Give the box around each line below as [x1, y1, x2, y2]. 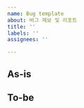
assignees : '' [7, 36, 49, 43]
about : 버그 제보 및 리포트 [7, 17, 78, 24]
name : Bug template [7, 10, 64, 17]
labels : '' [7, 29, 39, 37]
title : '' [7, 23, 36, 30]
